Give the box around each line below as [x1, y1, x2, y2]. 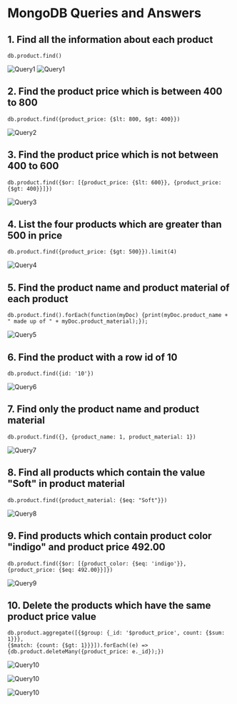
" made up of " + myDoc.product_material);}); [7, 318, 148, 326]
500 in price [7, 230, 63, 242]
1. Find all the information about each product [7, 34, 213, 46]
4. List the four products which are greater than [7, 218, 223, 231]
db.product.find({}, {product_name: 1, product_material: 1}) [7, 433, 196, 441]
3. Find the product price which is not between [7, 149, 219, 161]
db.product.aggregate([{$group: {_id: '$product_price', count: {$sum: [7, 630, 225, 637]
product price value [7, 610, 96, 623]
